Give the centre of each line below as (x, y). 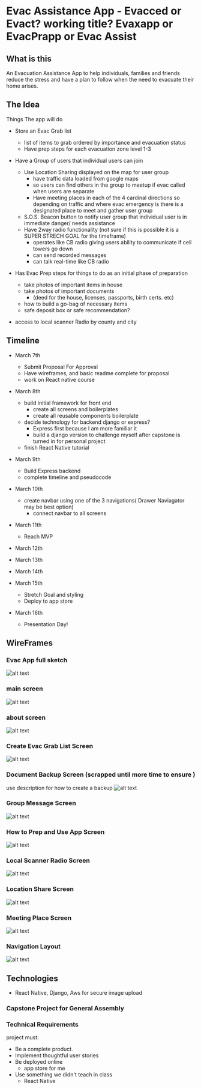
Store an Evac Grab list (43, 131)
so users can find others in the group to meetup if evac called (109, 185)
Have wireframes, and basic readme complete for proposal (97, 373)
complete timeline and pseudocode (67, 477)
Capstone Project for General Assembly (65, 1009)
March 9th (28, 459)
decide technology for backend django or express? (87, 422)
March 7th (28, 355)
